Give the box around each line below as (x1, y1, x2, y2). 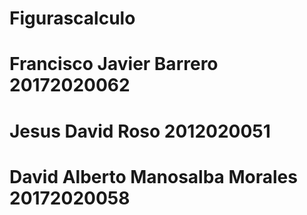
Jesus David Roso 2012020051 (9, 120, 271, 142)
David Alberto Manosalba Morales (9, 165, 298, 188)
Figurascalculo (9, 7, 136, 30)
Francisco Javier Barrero (9, 53, 219, 76)
